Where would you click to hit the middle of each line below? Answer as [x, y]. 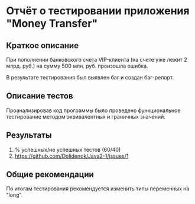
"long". [14, 195]
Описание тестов [40, 96]
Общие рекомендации [50, 175]
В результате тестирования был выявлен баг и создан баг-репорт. [90, 77]
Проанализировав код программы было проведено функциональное [93, 110]
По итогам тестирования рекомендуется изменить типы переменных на [98, 189]
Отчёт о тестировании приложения [98, 11]
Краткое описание [42, 45]
